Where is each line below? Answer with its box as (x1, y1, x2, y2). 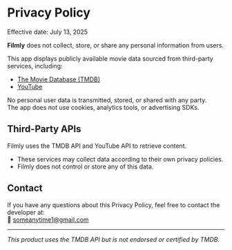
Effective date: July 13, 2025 (7, 28, 88, 36)
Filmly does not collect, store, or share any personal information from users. (7, 41, 224, 49)
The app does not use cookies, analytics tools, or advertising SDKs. (7, 103, 200, 111)
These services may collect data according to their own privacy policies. (17, 155, 224, 163)
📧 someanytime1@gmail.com (7, 215, 89, 224)
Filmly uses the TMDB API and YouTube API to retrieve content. (7, 142, 187, 150)
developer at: (7, 208, 45, 216)
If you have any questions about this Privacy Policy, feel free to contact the (7, 200, 220, 209)
